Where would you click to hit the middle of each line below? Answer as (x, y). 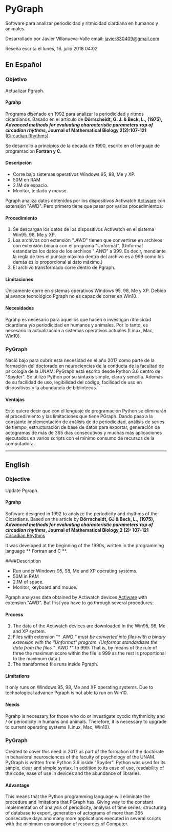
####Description (23, 561)
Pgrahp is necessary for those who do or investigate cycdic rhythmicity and (85, 716)
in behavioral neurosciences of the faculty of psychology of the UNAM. (80, 757)
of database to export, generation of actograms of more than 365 (74, 813)
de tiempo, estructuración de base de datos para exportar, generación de (83, 427)
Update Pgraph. (22, 490)
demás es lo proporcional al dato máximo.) (58, 262)
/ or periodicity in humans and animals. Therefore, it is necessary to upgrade (86, 721)
